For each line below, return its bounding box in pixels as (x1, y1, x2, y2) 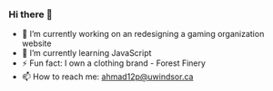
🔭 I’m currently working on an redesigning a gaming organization (21, 29, 265, 40)
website (21, 38, 52, 49)
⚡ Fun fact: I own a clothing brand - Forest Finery (21, 58, 207, 68)
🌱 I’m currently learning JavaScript (21, 48, 152, 59)
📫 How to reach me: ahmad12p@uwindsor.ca (21, 71, 194, 82)
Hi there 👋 (8, 8, 54, 21)
